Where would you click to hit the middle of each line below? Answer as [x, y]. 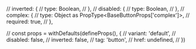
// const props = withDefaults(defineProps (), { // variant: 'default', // [91, 33]
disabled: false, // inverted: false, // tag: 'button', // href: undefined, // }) [96, 40]
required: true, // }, [30, 21]
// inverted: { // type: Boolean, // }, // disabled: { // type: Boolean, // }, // [96, 9]
